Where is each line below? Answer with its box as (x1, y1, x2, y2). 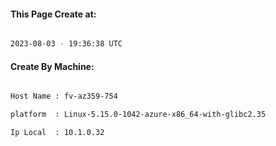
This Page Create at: (10, 8, 97, 20)
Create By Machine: (10, 60, 95, 72)
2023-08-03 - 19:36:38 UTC (10, 39, 123, 49)
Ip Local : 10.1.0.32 (10, 128, 105, 138)
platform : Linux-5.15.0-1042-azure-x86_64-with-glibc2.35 (10, 110, 267, 120)
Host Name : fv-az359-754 (10, 91, 118, 102)
